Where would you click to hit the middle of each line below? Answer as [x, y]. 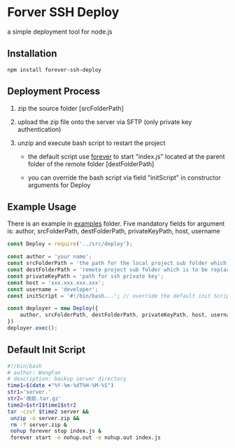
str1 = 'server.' [29, 392]
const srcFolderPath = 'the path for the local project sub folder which [117, 264]
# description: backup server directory [67, 379]
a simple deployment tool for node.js [60, 32]
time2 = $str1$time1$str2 [42, 405]
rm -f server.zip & [39, 425]
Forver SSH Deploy [63, 12]
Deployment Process [54, 91]
